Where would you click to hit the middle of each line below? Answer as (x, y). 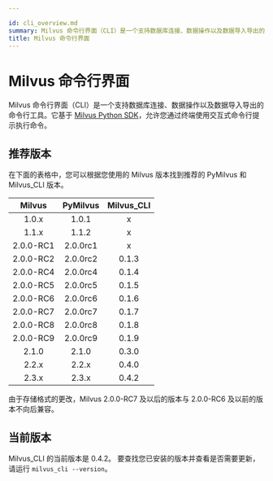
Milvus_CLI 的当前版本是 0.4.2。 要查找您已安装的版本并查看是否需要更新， (134, 458)
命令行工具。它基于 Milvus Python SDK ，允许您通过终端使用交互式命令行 (130, 116)
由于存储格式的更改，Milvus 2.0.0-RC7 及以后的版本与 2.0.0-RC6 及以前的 (132, 399)
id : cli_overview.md (43, 23)
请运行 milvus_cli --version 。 (60, 468)
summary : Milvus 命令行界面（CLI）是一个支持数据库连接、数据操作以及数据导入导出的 (137, 31)
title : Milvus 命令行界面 (49, 38)
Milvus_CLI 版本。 (38, 185)
